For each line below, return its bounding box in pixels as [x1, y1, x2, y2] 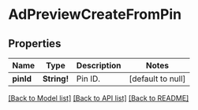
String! [42, 73, 69, 84]
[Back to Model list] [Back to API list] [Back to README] [8, 93, 189, 103]
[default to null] [129, 73, 186, 84]
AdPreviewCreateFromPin [8, 5, 182, 24]
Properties [8, 37, 62, 50]
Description [76, 60, 121, 71]
